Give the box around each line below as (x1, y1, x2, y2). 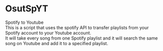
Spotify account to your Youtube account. (5, 30, 91, 36)
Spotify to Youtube (5, 19, 44, 25)
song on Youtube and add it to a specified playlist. (5, 40, 108, 46)
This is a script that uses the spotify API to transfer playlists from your (5, 24, 149, 30)
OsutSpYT (5, 3, 48, 14)
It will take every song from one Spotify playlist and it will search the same (5, 35, 158, 41)
